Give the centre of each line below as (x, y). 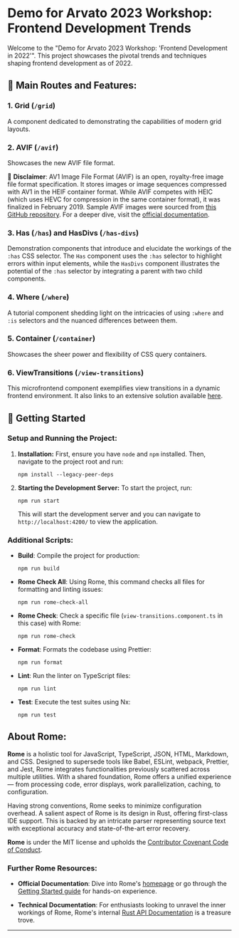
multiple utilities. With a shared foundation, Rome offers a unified (102, 776)
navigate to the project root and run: (70, 462)
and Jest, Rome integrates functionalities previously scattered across (109, 769)
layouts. (19, 129)
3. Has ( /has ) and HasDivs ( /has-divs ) (73, 233)
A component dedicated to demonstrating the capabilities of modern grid (115, 121)
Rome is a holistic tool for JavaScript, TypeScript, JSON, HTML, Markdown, (118, 754)
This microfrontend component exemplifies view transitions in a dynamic (114, 388)
